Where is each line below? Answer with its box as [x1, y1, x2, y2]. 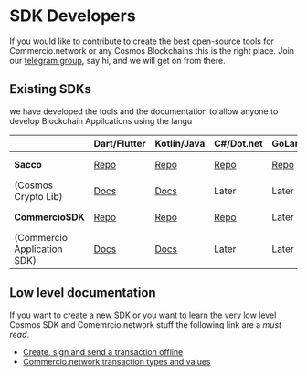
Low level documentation [9, 285, 157, 301]
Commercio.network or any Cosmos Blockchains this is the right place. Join [9, 45, 295, 56]
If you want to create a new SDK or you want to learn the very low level [9, 309, 277, 320]
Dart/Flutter [93, 137, 146, 150]
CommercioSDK [14, 211, 85, 224]
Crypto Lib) [14, 190, 63, 203]
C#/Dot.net [214, 137, 263, 150]
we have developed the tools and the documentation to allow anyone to [9, 106, 279, 117]
